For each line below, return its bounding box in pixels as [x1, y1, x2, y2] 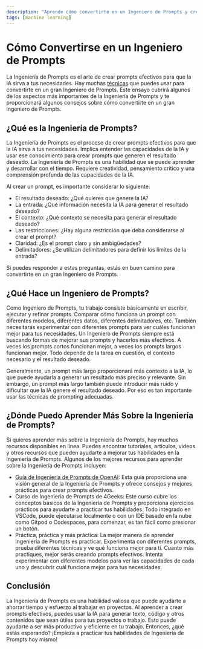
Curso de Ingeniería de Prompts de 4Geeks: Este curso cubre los [14, 492, 177, 500]
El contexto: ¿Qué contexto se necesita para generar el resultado [14, 214, 177, 221]
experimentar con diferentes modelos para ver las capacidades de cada [14, 557, 195, 564]
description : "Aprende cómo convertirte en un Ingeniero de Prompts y [6, 8, 188, 15]
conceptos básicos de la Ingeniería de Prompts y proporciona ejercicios [14, 499, 195, 506]
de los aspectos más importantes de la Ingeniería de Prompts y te [6, 93, 170, 100]
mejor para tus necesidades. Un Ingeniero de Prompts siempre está [6, 330, 175, 338]
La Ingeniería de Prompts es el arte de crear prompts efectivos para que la [6, 73, 192, 80]
